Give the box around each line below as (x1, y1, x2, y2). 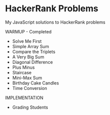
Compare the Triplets (12, 49, 56, 55)
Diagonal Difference (12, 59, 53, 65)
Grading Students (12, 104, 48, 110)
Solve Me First (12, 38, 42, 44)
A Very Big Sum (12, 54, 44, 59)
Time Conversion (12, 85, 47, 91)
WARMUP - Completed (5, 29, 52, 34)
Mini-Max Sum (12, 75, 42, 81)
